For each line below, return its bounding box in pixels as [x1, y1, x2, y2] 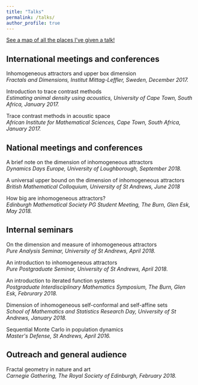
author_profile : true [6, 20, 61, 26]
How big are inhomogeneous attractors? [6, 195, 106, 202]
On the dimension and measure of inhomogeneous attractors [6, 241, 157, 248]
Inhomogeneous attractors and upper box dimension [6, 70, 136, 77]
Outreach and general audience [6, 350, 127, 360]
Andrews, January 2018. [6, 314, 67, 321]
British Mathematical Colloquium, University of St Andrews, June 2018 [6, 183, 181, 190]
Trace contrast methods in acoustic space [6, 112, 110, 120]
